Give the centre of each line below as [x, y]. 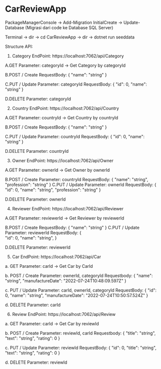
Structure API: [19, 46]
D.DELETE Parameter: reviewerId [38, 247]
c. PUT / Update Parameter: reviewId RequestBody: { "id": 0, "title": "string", [81, 348]
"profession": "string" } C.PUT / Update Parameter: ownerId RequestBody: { [81, 184]
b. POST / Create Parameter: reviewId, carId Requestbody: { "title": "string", [80, 333]
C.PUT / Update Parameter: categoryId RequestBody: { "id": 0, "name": [76, 84]
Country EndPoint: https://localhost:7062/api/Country [65, 108]
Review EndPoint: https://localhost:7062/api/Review [64, 314]
